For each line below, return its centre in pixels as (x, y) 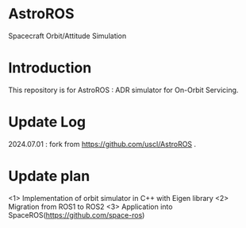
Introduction (50, 68)
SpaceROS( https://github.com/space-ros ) (77, 214)
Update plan (49, 176)
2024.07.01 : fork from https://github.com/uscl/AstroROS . (102, 144)
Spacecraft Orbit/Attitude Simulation (67, 36)
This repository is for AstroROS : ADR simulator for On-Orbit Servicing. (123, 90)
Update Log (47, 122)
